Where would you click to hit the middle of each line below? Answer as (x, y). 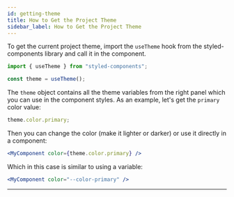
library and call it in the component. (95, 54)
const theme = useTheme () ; (46, 79)
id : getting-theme (34, 14)
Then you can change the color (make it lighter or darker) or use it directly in (117, 133)
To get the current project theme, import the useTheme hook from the (105, 47)
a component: (27, 141)
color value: (24, 107)
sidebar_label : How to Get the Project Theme (74, 26)
